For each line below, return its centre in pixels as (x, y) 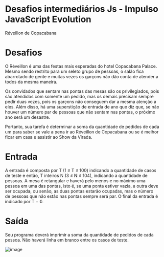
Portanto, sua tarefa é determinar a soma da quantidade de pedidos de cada (82, 127)
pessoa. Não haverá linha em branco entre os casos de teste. (67, 240)
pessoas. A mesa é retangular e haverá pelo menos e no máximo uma (75, 181)
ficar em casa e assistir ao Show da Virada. (49, 137)
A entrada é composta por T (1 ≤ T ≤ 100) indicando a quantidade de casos (81, 170)
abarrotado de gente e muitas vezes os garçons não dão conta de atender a (82, 76)
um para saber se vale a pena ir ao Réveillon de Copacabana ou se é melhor (82, 132)
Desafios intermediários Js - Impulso (82, 9)
